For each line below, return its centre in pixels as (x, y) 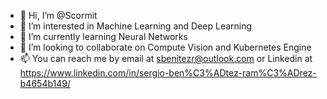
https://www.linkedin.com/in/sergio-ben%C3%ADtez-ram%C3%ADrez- (168, 73)
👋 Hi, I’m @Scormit (58, 15)
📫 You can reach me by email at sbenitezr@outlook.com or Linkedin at (166, 58)
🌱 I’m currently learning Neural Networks (103, 36)
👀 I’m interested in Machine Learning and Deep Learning (136, 26)
